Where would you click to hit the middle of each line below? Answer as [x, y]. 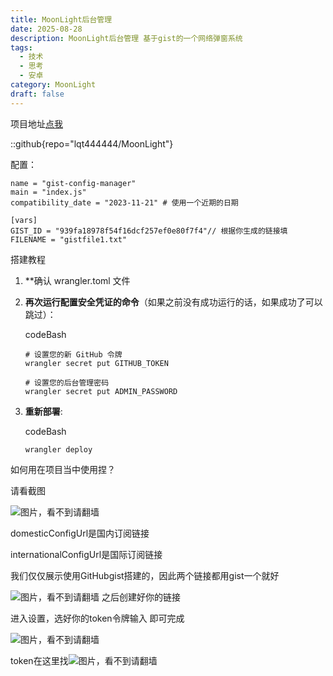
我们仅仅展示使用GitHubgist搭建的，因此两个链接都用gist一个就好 [145, 575]
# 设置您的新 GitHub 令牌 [73, 354]
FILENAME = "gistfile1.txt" [69, 239]
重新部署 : [43, 411]
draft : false [37, 94]
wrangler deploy [58, 449]
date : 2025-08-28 [46, 29]
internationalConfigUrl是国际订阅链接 [86, 554]
